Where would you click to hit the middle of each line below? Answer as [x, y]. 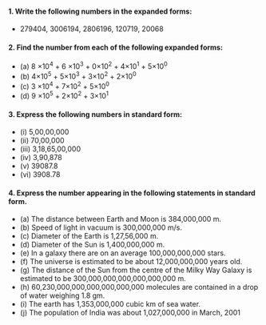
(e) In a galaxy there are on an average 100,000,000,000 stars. [123, 253]
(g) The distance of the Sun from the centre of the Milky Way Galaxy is [136, 270]
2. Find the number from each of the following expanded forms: [116, 47]
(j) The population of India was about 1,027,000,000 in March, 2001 [130, 313]
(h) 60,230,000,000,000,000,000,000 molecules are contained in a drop [139, 287]
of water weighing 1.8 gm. [62, 295]
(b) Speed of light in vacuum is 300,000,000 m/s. [101, 227]
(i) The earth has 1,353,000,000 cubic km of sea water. [110, 304]
